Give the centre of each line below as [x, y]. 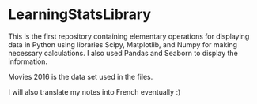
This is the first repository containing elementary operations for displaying [129, 36]
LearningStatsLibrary [80, 15]
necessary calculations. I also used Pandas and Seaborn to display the [123, 53]
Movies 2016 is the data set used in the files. [81, 76]
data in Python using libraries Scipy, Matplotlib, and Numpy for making [123, 44]
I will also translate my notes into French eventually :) [94, 91]
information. [28, 61]
